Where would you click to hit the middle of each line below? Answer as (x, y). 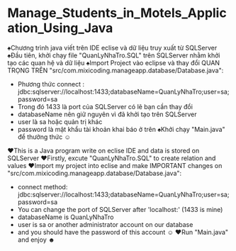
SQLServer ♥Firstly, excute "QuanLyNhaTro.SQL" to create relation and (112, 158)
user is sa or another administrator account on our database (105, 224)
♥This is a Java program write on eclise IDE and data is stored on (103, 150)
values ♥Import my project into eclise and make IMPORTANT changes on (115, 165)
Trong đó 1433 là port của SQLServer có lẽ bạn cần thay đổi (105, 106)
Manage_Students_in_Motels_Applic (117, 13)
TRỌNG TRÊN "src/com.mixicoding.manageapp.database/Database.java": (116, 70)
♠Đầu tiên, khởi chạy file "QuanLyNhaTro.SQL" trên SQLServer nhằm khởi (114, 55)
